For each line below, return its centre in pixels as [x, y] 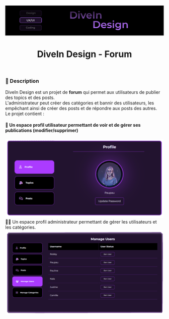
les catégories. [21, 227]
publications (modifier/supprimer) [42, 130]
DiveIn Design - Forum [84, 54]
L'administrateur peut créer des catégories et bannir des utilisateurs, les [80, 103]
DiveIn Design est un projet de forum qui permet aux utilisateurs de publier [83, 92]
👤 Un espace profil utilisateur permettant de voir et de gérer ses [73, 125]
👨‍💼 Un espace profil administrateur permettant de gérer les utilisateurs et [81, 222]
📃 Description [22, 81]
